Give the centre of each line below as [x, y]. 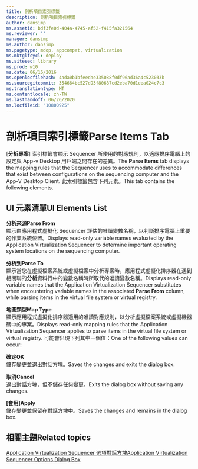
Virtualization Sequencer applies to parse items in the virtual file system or [96, 331]
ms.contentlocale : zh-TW [37, 94]
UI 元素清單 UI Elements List [57, 208]
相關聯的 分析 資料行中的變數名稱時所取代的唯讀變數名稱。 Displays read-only [99, 278]
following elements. [30, 188]
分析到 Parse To [25, 264]
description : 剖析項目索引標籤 [41, 17]
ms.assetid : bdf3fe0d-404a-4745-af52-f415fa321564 [70, 28]
